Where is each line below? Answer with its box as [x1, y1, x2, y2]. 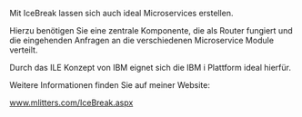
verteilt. [9, 44, 38, 55]
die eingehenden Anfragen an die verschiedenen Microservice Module [9, 35, 275, 45]
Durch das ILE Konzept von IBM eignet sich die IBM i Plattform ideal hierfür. [9, 63, 291, 73]
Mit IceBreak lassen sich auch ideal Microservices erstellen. [9, 8, 234, 18]
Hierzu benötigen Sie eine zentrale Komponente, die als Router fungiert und [9, 25, 293, 35]
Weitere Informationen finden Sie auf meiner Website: [9, 80, 211, 90]
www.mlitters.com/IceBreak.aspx [9, 97, 134, 108]
